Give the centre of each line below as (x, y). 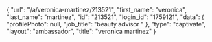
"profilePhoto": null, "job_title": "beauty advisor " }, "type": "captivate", (106, 24)
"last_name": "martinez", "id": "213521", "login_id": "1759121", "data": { (105, 17)
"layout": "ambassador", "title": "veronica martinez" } (81, 31)
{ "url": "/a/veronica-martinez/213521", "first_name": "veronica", (96, 10)
